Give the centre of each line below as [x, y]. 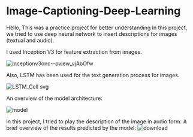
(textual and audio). [30, 40]
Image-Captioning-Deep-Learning [94, 11]
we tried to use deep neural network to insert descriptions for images [92, 34]
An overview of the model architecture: [55, 98]
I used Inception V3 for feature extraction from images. [74, 51]
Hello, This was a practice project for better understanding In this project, [97, 28]
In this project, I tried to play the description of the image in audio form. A [96, 121]
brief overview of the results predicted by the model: [71, 127]
